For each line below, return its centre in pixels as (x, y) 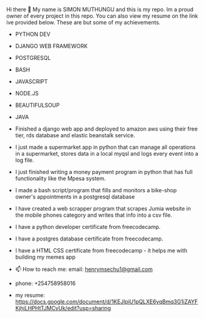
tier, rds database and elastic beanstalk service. (75, 135)
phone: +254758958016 (45, 283)
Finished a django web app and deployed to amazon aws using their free (106, 129)
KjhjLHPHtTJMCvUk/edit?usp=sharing (63, 308)
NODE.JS (27, 93)
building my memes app (45, 257)
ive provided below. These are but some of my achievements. (83, 22)
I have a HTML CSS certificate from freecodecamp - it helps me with (101, 251)
